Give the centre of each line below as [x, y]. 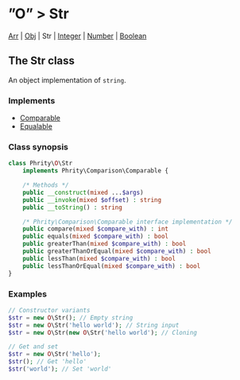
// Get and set [33, 347]
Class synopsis [39, 146]
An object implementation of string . [67, 79]
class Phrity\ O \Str [41, 164]
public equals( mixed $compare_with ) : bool [96, 237]
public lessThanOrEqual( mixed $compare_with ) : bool [112, 266]
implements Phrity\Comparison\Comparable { [96, 171]
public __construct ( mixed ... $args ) [83, 192]
